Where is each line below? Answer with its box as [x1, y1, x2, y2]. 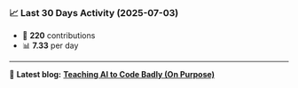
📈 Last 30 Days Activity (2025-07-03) [9, 6, 179, 19]
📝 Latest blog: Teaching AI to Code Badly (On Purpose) [9, 69, 216, 80]
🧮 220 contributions [21, 30, 96, 41]
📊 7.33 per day [21, 40, 79, 51]
